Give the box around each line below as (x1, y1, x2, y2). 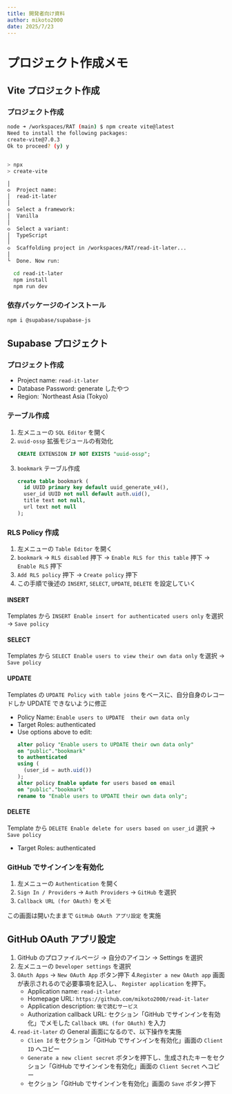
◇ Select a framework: (7, 206, 76, 213)
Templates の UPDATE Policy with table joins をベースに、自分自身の (7, 690, 207, 698)
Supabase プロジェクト (7, 337, 108, 350)
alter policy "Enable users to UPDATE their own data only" (17, 741, 194, 748)
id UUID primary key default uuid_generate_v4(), (23, 484, 169, 491)
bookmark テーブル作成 (17, 464, 81, 472)
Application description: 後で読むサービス (27, 1002, 138, 1010)
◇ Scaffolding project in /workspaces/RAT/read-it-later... (7, 245, 187, 252)
